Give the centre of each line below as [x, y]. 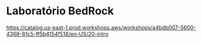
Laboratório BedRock [60, 11]
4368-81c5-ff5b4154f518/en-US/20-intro [57, 33]
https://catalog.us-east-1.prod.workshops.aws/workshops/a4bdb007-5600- [101, 27]
